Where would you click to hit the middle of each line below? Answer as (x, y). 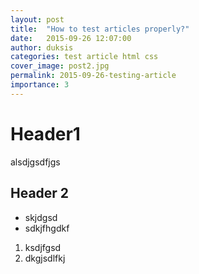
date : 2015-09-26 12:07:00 (71, 38)
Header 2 (40, 193)
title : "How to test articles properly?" (100, 29)
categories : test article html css (84, 57)
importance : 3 (40, 85)
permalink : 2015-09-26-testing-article (93, 76)
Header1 (45, 133)
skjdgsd (41, 217)
